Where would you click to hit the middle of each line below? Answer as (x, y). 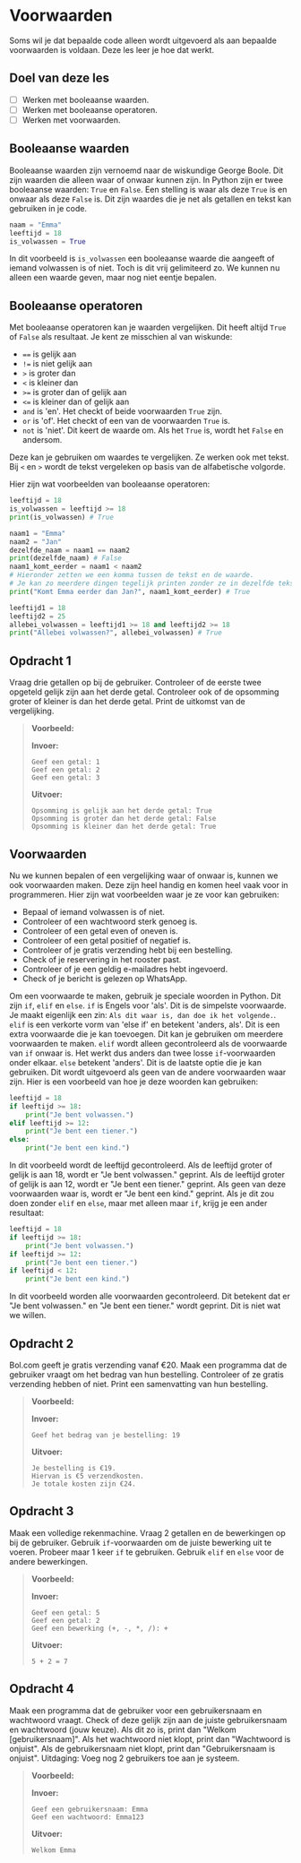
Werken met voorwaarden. (71, 120)
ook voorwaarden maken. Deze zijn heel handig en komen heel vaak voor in (149, 884)
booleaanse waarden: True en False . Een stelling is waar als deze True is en (148, 189)
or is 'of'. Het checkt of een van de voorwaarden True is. (126, 421)
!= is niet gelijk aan (57, 364)
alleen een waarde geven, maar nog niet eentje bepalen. (113, 278)
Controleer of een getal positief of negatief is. (106, 940)
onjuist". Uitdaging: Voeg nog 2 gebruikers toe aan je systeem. (125, 1758)
